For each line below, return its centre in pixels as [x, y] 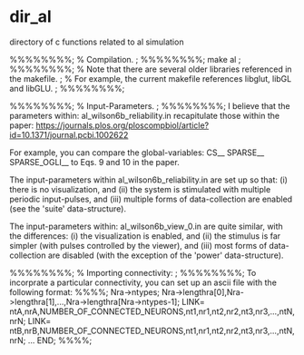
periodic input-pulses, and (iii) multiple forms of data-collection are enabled [151, 199]
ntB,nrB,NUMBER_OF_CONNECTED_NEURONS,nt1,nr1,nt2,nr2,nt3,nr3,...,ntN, [152, 330]
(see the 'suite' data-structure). [68, 208]
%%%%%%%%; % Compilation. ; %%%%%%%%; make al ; [125, 59]
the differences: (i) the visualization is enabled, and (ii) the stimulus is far [145, 236]
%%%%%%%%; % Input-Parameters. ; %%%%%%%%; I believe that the [150, 105]
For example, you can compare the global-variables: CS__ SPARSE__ [137, 153]
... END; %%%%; [60, 340]
